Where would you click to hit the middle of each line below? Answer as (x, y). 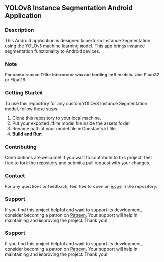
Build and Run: (27, 134)
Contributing (21, 147)
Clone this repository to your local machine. (57, 118)
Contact (15, 176)
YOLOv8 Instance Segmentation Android (69, 8)
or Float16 (15, 80)
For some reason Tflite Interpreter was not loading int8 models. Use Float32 (82, 75)
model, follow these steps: (32, 109)
